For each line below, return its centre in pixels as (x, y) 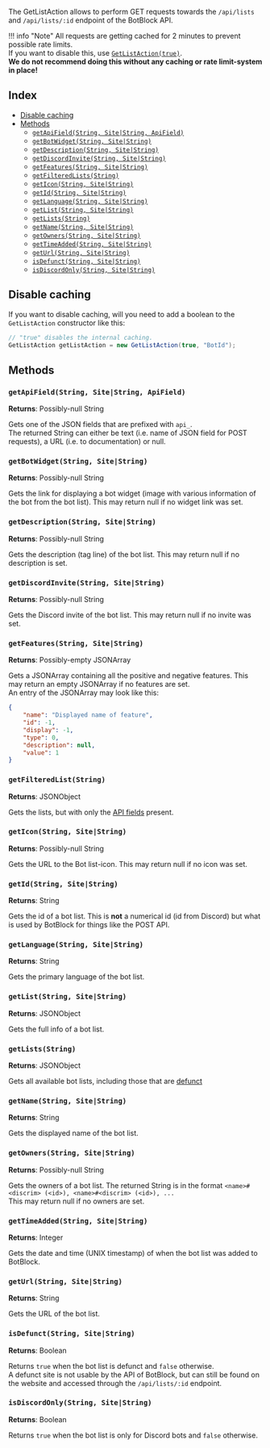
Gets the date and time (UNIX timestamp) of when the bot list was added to (133, 1253)
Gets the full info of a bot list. (56, 1029)
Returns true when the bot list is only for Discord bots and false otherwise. (133, 1435)
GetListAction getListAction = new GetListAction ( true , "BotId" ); (122, 345)
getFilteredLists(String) (75, 176)
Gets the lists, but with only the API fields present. (91, 812)
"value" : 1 (41, 753)
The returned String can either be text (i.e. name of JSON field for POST (128, 433)
